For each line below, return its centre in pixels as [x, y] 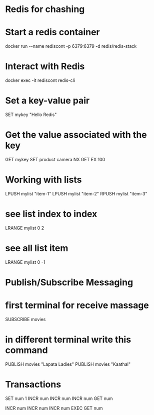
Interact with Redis [45, 67]
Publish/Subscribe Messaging [69, 282]
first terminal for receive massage [77, 305]
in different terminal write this [68, 340]
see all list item [37, 248]
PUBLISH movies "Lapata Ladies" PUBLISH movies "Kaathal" [68, 364]
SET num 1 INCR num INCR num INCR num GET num [59, 398]
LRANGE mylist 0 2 [24, 228]
